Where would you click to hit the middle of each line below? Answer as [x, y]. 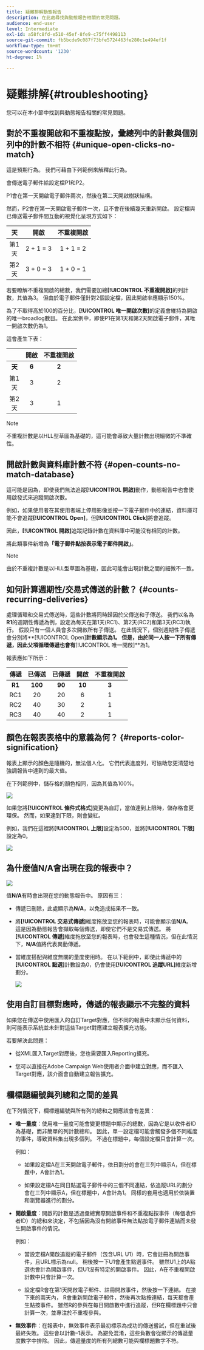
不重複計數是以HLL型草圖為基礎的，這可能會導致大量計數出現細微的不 [94, 436]
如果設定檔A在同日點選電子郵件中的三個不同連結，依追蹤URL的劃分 [108, 1185]
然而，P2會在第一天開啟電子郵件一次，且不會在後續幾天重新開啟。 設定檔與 [101, 209]
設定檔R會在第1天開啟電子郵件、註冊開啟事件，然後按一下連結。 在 [107, 1290]
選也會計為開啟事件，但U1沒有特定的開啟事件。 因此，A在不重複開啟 [110, 1269]
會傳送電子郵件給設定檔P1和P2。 [47, 183]
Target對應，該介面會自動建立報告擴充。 [66, 1074]
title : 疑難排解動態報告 [34, 12]
